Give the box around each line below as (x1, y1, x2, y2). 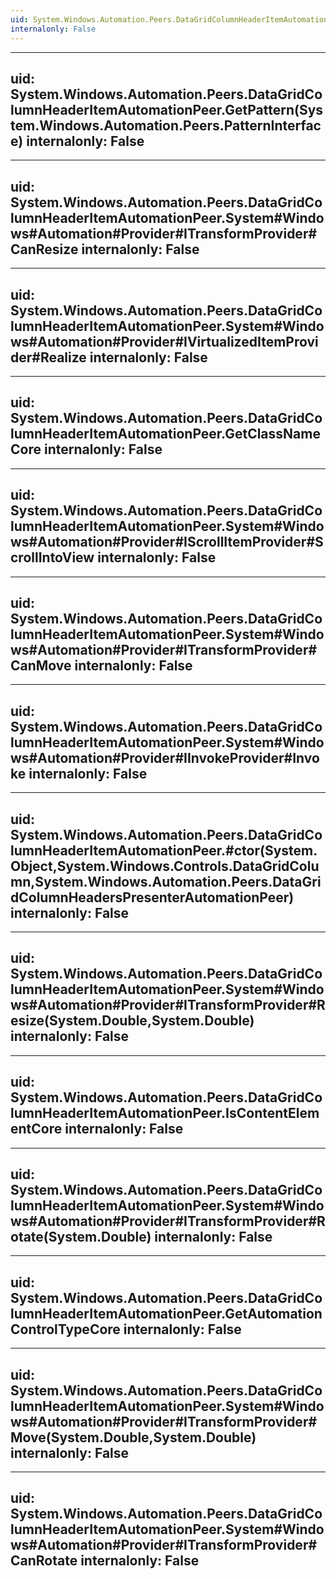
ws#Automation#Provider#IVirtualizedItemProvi (10, 333, 319, 350)
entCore (10, 1121, 63, 1138)
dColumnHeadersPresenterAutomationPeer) (10, 889, 295, 906)
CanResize (10, 241, 79, 258)
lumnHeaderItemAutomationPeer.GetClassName (10, 426, 321, 443)
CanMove (10, 657, 72, 674)
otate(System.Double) (10, 1229, 152, 1246)
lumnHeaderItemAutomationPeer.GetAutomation (10, 1305, 323, 1322)
